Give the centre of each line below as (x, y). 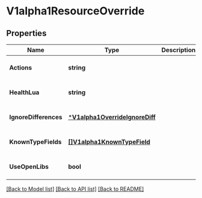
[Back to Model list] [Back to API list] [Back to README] (75, 189)
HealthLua (24, 92)
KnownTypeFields (35, 142)
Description (179, 50)
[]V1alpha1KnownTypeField (109, 142)
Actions (20, 67)
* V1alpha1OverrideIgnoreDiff (112, 117)
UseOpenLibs (29, 166)
